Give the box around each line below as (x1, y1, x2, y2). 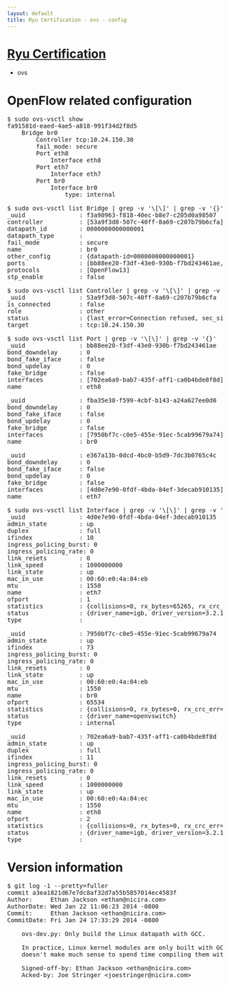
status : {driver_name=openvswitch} (7, 712, 177, 720)
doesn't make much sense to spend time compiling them (21, 951, 210, 959)
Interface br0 (50, 184, 98, 192)
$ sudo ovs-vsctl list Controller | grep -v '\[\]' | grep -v (7, 287, 220, 295)
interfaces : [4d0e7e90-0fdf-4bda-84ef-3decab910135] (7, 486, 224, 494)
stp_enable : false (7, 273, 105, 281)
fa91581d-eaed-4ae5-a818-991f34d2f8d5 (7, 122, 138, 130)
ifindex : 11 (7, 753, 94, 762)
